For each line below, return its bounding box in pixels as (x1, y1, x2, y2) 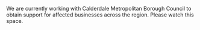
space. (6, 18, 23, 24)
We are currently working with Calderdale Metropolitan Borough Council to (6, 5, 192, 12)
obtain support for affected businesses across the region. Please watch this (6, 11, 194, 18)
